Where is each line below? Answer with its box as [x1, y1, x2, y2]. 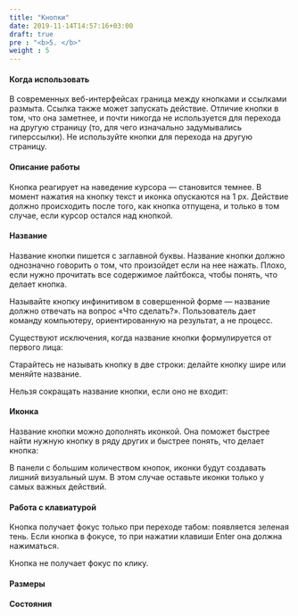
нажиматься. [9, 541, 60, 552]
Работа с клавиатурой [9, 502, 96, 512]
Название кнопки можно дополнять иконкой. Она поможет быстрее [9, 426, 270, 437]
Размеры [9, 578, 46, 589]
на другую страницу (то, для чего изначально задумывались [9, 122, 243, 133]
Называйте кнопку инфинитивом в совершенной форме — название [9, 296, 270, 306]
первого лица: [9, 341, 64, 353]
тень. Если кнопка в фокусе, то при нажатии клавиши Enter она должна [9, 531, 283, 542]
